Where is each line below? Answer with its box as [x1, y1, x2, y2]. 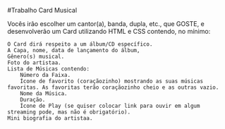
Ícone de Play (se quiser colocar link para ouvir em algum [20, 102, 200, 109]
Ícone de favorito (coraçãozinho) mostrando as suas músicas [20, 78, 203, 85]
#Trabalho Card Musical [7, 6, 78, 14]
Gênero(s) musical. [7, 53, 65, 60]
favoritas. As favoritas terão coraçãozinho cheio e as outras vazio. [7, 84, 219, 91]
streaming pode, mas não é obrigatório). [7, 109, 131, 116]
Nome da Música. [20, 90, 68, 97]
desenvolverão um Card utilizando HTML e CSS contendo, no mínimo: [7, 27, 211, 35]
